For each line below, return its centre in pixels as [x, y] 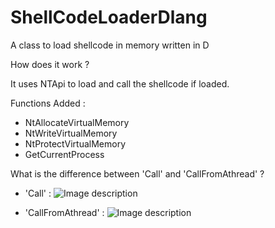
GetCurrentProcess [64, 154]
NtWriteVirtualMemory [71, 133]
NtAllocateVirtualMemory [77, 122]
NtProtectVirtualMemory [75, 143]
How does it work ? [50, 64]
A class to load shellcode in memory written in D [110, 45]
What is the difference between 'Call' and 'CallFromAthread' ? [137, 173]
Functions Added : [48, 103]
